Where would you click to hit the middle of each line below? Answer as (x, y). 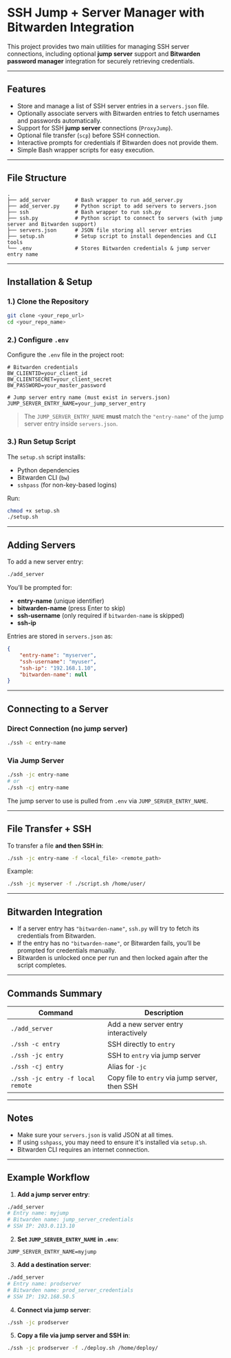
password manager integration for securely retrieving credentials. (101, 61)
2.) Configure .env (38, 339)
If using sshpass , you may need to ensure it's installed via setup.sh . (112, 1142)
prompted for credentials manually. (67, 950)
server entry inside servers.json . (71, 424)
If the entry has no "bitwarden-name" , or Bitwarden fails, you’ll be (109, 943)
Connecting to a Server (58, 709)
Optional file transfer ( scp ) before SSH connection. (88, 135)
